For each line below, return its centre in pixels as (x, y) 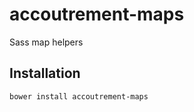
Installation (45, 73)
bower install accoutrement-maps (79, 96)
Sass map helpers (46, 42)
